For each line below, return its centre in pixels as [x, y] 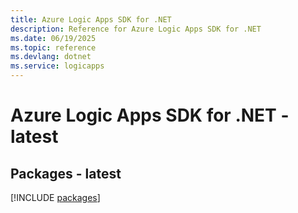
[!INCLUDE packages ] [55, 197]
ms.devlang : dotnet [51, 57]
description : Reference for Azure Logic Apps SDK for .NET [136, 29]
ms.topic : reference [53, 47]
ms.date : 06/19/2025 [53, 38]
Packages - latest [66, 173]
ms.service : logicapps [57, 66]
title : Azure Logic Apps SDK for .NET [91, 19]
